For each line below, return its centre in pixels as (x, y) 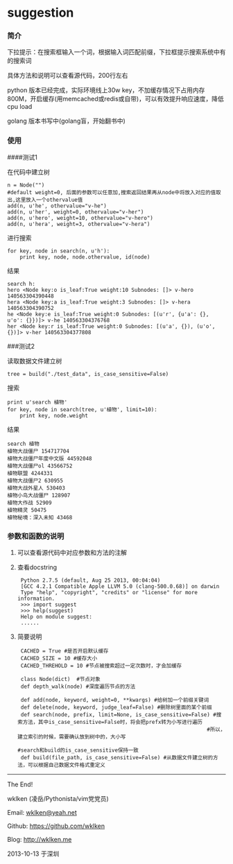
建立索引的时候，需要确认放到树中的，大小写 (71, 737)
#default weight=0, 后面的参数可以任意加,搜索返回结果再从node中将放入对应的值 (112, 192)
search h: (21, 284)
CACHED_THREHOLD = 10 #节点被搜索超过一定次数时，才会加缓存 (101, 666)
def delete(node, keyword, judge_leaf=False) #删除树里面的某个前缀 (116, 708)
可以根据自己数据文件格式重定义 (66, 765)
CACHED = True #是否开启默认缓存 (64, 651)
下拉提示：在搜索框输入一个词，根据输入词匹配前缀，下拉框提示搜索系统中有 (116, 52)
